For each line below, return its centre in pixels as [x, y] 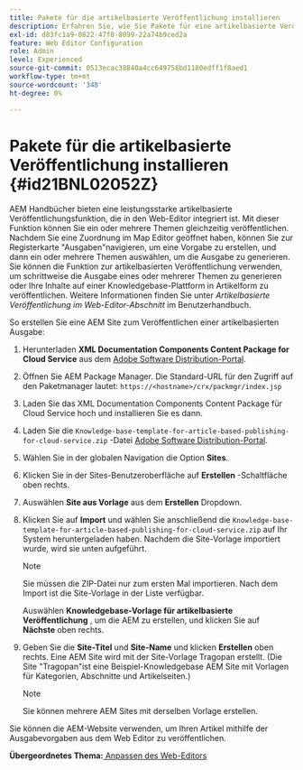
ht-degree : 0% [36, 93]
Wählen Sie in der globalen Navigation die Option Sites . [125, 458]
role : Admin [32, 51]
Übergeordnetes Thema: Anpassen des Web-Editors [108, 756]
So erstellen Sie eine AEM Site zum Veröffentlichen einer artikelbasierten [144, 322]
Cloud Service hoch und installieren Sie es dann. [112, 413]
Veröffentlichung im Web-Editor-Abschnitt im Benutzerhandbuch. [130, 305]
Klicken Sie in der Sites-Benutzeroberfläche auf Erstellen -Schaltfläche [155, 476]
